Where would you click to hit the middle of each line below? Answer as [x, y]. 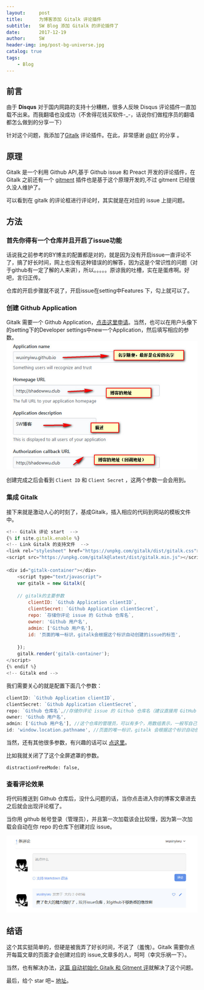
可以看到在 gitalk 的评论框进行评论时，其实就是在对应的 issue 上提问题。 [97, 201]
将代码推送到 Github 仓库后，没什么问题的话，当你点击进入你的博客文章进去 [101, 799]
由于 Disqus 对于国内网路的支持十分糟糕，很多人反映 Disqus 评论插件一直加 [101, 107]
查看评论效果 [25, 784]
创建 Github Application [42, 308]
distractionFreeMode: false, [43, 768]
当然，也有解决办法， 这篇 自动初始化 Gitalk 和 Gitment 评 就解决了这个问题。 [101, 967]
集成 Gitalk [22, 497]
